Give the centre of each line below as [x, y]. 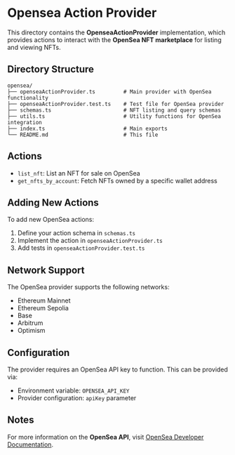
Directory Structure [51, 69]
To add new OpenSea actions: [51, 220]
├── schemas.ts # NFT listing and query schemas [114, 110]
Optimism [31, 331]
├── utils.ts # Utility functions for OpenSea [114, 116]
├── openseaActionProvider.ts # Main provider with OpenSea [109, 92]
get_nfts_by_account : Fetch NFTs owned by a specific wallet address [117, 180]
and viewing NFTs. [34, 47]
